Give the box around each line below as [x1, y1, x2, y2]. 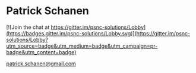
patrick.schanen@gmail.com [6, 60, 76, 67]
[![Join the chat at [6, 24, 50, 31]
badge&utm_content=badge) [6, 48, 77, 55]
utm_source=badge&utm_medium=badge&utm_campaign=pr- [6, 42, 158, 49]
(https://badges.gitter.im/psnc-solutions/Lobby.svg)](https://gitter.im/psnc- [6, 29, 191, 36]
